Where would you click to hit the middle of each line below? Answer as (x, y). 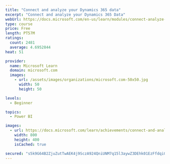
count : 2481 (23, 43)
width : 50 (29, 85)
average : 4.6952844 (30, 47)
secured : (14, 153)
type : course (19, 24)
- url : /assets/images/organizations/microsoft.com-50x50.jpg (81, 80)
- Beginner (21, 103)
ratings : (14, 38)
